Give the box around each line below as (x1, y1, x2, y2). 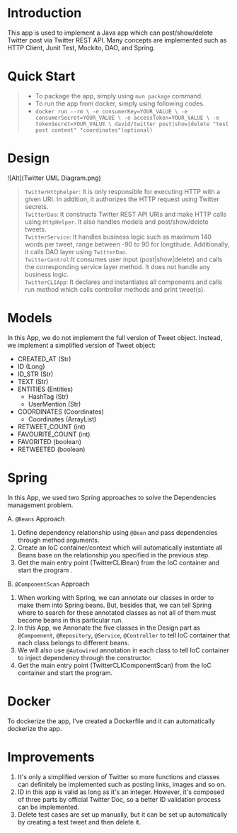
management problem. (7, 501, 74, 509)
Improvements (7, 749, 95, 765)
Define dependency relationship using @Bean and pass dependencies (17, 528, 218, 536)
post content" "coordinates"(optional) (35, 126, 154, 134)
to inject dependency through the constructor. (17, 653, 152, 662)
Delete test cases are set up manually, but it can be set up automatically (17, 810, 228, 819)
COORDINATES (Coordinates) (17, 407, 105, 416)
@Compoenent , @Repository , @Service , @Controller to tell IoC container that (17, 630, 231, 639)
